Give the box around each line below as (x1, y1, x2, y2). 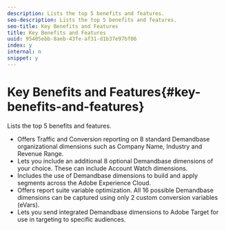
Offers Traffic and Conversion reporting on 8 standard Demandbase (17, 135, 210, 143)
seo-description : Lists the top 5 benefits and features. (7, 16, 177, 23)
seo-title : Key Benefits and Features (7, 23, 119, 30)
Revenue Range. (17, 149, 64, 158)
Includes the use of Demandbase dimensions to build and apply (17, 171, 198, 179)
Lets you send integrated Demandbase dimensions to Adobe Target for (17, 207, 219, 216)
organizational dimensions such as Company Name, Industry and (17, 142, 203, 150)
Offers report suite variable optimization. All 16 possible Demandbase (17, 186, 214, 194)
